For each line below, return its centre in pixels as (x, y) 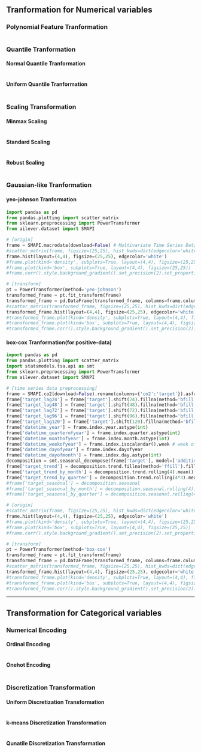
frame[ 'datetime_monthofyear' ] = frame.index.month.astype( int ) (88, 438)
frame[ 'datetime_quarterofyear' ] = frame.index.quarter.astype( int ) (93, 433)
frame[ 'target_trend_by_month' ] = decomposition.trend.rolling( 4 (89, 472)
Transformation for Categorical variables (84, 613)
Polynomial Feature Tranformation (57, 27)
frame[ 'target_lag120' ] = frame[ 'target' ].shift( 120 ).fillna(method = (95, 422)
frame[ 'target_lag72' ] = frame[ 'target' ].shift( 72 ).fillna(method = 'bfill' (101, 411)
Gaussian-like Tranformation (49, 185)
